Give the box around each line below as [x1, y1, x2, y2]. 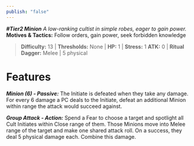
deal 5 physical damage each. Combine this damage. [6, 133, 136, 140]
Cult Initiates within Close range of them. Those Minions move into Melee [6, 120, 186, 128]
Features [6, 70, 51, 83]
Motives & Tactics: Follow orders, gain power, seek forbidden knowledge [6, 31, 186, 39]
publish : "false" [6, 8, 49, 15]
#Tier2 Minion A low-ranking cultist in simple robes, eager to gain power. [6, 25, 187, 32]
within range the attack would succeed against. [6, 102, 123, 110]
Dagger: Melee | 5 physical [20, 49, 88, 57]
